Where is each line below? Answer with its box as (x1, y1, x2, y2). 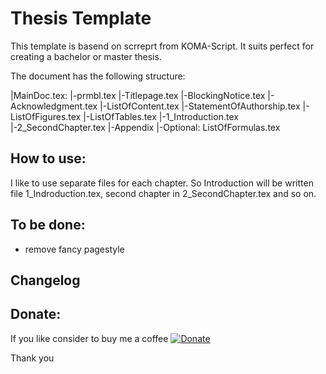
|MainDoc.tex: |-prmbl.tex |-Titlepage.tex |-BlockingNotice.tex (10, 89, 266, 101)
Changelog (10, 272, 81, 289)
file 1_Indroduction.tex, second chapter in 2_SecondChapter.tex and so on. (10, 187, 317, 199)
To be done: (10, 217, 86, 234)
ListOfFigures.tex (10, 110, 82, 122)
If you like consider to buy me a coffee (10, 332, 169, 344)
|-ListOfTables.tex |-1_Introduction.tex (83, 110, 239, 122)
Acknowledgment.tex (10, 100, 98, 112)
